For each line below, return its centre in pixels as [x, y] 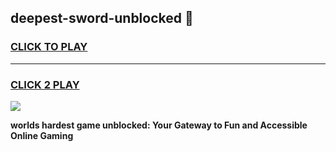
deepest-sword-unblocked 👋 [102, 18]
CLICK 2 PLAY [45, 84]
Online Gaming [42, 135]
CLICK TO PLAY [49, 47]
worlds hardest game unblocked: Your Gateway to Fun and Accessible [159, 125]
